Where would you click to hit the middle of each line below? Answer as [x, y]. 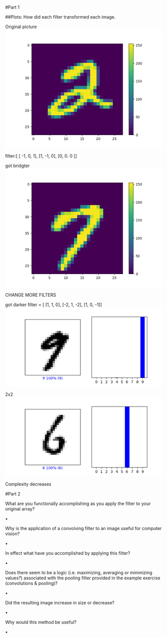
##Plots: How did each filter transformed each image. [60, 17]
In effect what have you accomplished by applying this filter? [68, 553]
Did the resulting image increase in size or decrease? [60, 603]
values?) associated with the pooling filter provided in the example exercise [83, 578]
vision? [12, 534]
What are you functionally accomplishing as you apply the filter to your [78, 503]
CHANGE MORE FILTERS [31, 295]
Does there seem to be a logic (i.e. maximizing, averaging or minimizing [79, 572]
